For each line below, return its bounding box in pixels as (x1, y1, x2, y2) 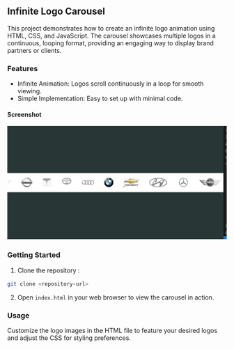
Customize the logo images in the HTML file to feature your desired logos (7, 326, 218, 334)
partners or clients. (7, 46, 62, 54)
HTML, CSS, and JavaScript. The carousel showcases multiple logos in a (7, 31, 216, 40)
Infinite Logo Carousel (7, 6, 106, 17)
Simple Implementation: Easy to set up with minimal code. (17, 94, 183, 103)
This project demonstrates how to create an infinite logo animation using (7, 24, 215, 32)
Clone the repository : (17, 266, 80, 274)
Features (7, 63, 38, 73)
